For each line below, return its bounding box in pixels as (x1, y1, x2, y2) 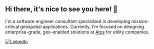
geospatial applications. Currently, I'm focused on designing (20, 23, 144, 29)
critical (5, 23, 19, 29)
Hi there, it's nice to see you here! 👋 (5, 5, 118, 13)
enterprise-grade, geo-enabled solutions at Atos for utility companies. (5, 28, 149, 35)
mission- (131, 18, 149, 24)
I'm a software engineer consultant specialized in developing (5, 18, 130, 24)
